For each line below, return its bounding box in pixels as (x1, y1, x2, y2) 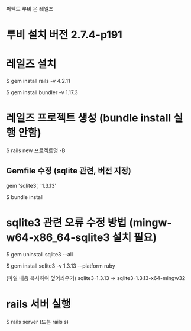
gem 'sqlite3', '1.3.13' (6, 182, 57, 189)
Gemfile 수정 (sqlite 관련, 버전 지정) (6, 166, 131, 176)
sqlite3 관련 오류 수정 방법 (6, 216, 127, 230)
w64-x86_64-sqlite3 (6, 231, 111, 245)
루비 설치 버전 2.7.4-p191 (6, 28, 122, 41)
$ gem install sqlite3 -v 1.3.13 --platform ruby (6, 262, 115, 269)
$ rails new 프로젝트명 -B (6, 147, 66, 154)
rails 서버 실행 (6, 298, 71, 311)
